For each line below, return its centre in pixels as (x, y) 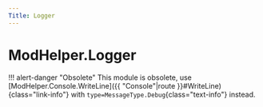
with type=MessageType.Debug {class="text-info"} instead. (163, 94)
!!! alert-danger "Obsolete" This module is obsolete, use (100, 77)
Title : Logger (32, 16)
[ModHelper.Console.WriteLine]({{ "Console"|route (92, 85)
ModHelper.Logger (72, 55)
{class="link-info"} (39, 94)
